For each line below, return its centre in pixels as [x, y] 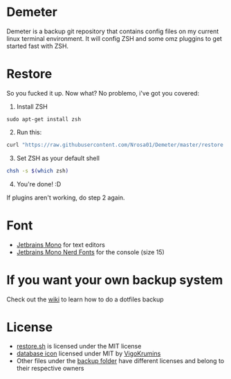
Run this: [29, 132]
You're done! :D [39, 184]
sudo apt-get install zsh [44, 119]
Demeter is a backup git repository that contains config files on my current [113, 31]
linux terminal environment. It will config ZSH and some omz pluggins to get [114, 38]
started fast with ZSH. [38, 46]
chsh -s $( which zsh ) [38, 170]
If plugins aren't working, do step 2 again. [66, 197]
